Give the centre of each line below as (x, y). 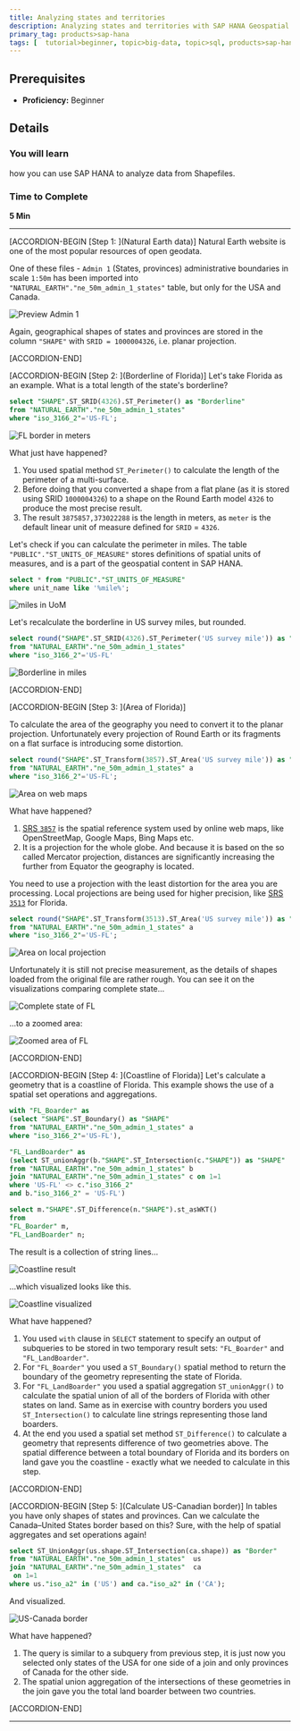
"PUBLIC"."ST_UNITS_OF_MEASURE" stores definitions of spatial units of (135, 553)
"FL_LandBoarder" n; (48, 1235)
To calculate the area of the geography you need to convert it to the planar (146, 724)
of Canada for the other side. (75, 1672)
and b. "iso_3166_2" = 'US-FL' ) (67, 1194)
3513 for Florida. (39, 902)
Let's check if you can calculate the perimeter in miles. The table (128, 544)
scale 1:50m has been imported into (74, 278)
